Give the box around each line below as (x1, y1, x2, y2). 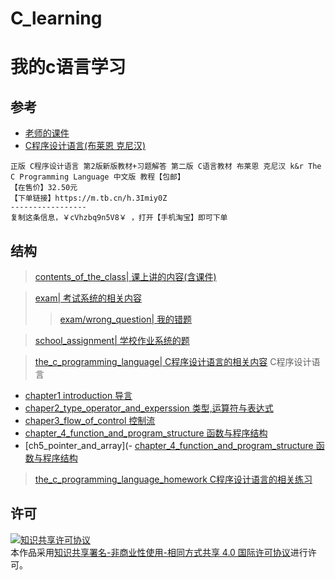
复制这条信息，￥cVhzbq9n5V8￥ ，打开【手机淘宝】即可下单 (10, 213, 228, 223)
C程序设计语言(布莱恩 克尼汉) (24, 140, 147, 152)
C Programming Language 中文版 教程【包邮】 (10, 172, 185, 182)
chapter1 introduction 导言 (24, 390, 133, 401)
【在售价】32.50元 (10, 183, 78, 193)
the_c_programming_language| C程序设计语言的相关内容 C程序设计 (34, 356, 312, 367)
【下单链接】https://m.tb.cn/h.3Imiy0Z (10, 193, 168, 204)
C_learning (10, 7, 103, 30)
